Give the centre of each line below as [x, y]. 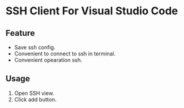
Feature [20, 33]
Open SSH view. [34, 93]
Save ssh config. [35, 47]
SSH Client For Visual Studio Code [92, 11]
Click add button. [35, 99]
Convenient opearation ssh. [48, 60]
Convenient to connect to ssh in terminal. [65, 54]
